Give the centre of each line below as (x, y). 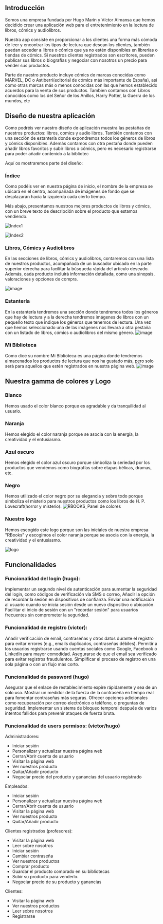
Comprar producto (31, 867)
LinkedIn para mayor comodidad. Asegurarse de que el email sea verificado (81, 654)
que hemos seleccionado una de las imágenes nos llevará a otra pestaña (78, 327)
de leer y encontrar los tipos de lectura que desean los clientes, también (77, 45)
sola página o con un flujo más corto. (42, 664)
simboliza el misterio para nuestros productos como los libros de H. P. (75, 501)
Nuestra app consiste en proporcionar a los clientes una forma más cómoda (81, 39)
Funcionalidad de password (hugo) (47, 677)
